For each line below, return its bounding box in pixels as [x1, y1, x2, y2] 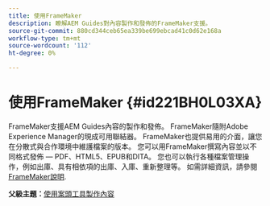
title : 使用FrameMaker [8, 11, 82, 20]
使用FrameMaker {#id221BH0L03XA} [8, 93, 263, 112]
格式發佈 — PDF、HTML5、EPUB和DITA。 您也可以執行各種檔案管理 [15, 151, 243, 161]
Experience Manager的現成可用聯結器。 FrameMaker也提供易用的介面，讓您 [8, 131, 263, 141]
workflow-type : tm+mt [8, 34, 81, 43]
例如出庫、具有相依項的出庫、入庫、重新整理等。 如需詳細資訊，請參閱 [22, 162, 258, 171]
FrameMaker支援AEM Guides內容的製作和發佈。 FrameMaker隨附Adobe [8, 122, 248, 131]
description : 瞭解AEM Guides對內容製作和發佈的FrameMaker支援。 [8, 19, 212, 27]
